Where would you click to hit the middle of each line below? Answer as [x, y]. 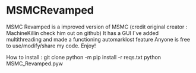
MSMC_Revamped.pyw [35, 64]
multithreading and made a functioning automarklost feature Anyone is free [98, 39]
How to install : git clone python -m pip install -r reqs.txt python [84, 57]
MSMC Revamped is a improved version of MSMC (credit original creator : [97, 27]
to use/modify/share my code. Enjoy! [51, 46]
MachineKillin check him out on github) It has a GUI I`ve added [83, 33]
